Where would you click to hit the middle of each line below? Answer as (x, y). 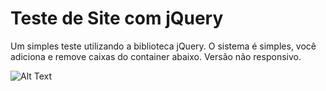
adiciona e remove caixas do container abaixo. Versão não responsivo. (156, 56)
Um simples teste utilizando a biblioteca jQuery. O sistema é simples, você (163, 46)
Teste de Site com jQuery (117, 18)
